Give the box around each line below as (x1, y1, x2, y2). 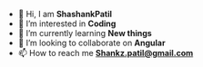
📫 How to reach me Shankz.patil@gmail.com (17, 48, 194, 58)
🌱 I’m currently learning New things (17, 28, 152, 38)
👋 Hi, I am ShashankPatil (17, 9, 112, 19)
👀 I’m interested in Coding (17, 18, 117, 29)
